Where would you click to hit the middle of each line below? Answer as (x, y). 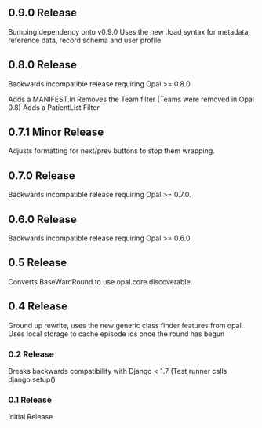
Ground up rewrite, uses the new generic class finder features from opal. (126, 325)
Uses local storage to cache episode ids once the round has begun (116, 334)
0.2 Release (31, 354)
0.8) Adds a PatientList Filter (54, 107)
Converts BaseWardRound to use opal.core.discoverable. (100, 281)
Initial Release (31, 417)
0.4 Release (38, 307)
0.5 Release (38, 263)
